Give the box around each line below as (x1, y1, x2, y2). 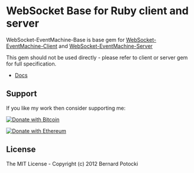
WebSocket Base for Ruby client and (6, 4, 189, 18)
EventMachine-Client (6, 43, 58, 50)
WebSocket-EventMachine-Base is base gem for (6, 36, 125, 43)
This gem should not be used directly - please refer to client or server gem (6, 54, 188, 61)
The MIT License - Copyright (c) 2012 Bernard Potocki (6, 160, 138, 167)
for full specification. (6, 60, 57, 67)
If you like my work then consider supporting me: (6, 105, 126, 112)
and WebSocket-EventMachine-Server (59, 43, 153, 50)
